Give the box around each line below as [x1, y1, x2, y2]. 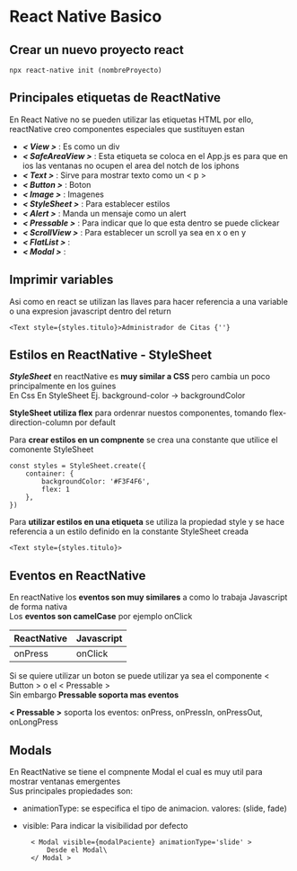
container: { [25, 469, 74, 478]
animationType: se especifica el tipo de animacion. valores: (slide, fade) [22, 803, 287, 814]
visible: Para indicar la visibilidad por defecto [22, 821, 188, 831]
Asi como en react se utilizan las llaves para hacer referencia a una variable [9, 296, 289, 307]
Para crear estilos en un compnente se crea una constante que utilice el [9, 434, 278, 446]
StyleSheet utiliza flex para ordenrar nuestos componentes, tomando [9, 407, 267, 419]
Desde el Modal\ [46, 846, 108, 855]
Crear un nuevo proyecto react [9, 42, 184, 58]
